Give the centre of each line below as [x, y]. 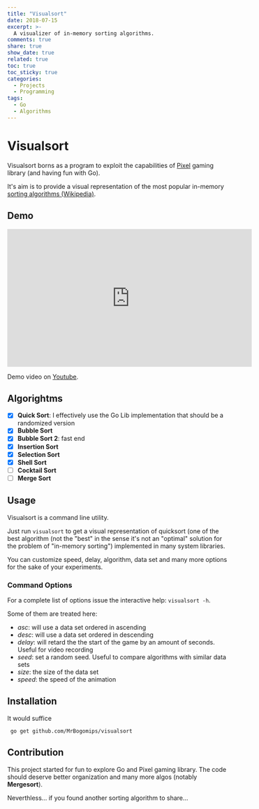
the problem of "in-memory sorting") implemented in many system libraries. [116, 546]
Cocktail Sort [37, 470]
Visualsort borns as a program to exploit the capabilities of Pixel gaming [111, 165]
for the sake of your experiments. [55, 567]
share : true [24, 46]
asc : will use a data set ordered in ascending [82, 627]
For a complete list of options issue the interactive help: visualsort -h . [109, 600]
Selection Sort [39, 454]
